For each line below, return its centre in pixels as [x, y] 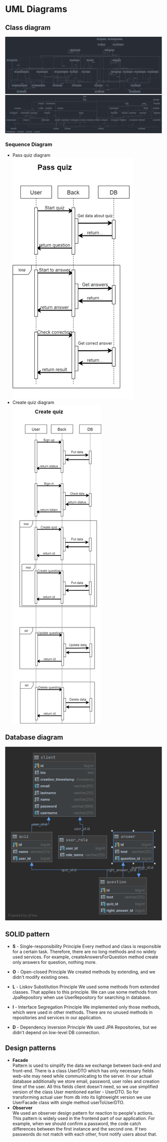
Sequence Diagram [29, 144]
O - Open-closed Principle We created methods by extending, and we [84, 972]
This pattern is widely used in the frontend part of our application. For [83, 1118]
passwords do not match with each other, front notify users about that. [85, 1134]
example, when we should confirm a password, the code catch [77, 1124]
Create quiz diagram [33, 403]
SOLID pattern [27, 934]
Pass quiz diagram [31, 155]
